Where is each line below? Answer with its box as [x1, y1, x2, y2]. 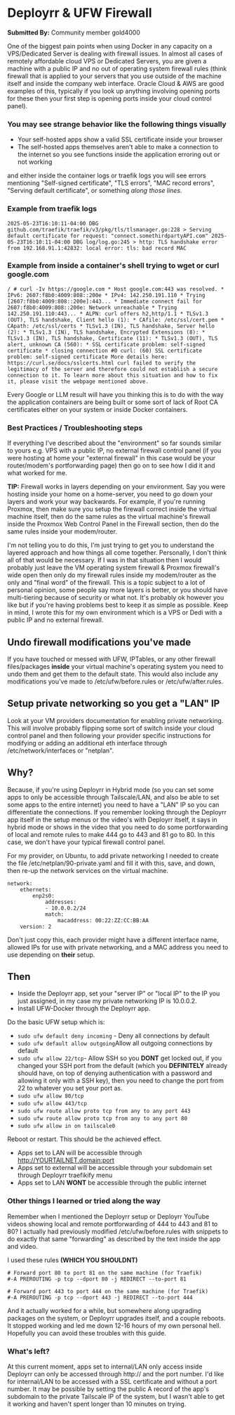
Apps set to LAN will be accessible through [17, 1149, 142, 1157]
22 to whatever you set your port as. [17, 1084, 123, 1093]
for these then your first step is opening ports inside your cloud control [7, 94, 212, 103]
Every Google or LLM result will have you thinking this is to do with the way [7, 390, 224, 398]
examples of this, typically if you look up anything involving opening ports [7, 87, 220, 95]
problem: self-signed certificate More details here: [7, 353, 168, 360]
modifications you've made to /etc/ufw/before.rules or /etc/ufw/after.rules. [7, 677, 223, 686]
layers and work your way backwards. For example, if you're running [7, 498, 206, 506]
